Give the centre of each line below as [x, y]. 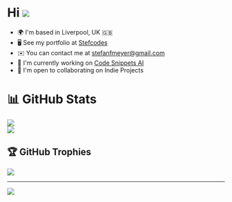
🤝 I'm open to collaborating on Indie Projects [80, 70]
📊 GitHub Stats [52, 100]
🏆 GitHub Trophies [49, 152]
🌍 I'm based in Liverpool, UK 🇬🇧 [65, 32]
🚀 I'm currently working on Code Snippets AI [80, 63]
